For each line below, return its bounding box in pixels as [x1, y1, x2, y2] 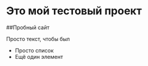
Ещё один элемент [14, 53, 64, 60]
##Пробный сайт [6, 24, 50, 31]
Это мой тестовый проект [6, 4, 142, 18]
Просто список [14, 46, 54, 54]
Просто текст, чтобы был [6, 35, 70, 42]
